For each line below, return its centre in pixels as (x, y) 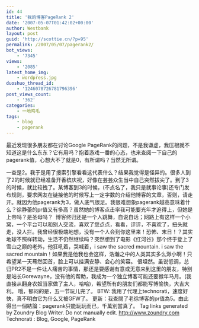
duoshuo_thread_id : (30, 84)
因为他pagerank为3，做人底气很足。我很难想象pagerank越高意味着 (103, 202)
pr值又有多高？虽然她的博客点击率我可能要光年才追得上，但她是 (115, 209)
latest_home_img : (28, 72)
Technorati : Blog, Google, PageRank (51, 319)
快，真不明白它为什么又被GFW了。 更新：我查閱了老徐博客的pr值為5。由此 (97, 298)
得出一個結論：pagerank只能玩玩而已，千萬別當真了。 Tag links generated (97, 306)
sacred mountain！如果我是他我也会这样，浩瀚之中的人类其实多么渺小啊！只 (99, 254)
